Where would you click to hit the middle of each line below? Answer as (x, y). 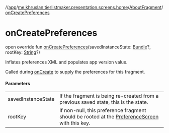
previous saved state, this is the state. (104, 102)
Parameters (18, 83)
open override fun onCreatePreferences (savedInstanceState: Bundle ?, (78, 47)
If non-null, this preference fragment (103, 110)
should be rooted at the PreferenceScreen (109, 117)
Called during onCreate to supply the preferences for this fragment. (75, 72)
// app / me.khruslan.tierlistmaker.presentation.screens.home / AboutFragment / (84, 7)
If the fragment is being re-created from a (109, 96)
